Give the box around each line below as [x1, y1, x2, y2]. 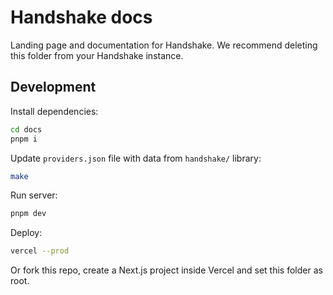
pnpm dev [10, 209, 47, 219]
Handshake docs [10, 6, 153, 29]
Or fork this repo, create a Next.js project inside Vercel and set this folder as [10, 264, 323, 276]
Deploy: [10, 227, 43, 239]
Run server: [10, 189, 58, 201]
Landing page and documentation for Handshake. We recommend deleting [10, 39, 318, 51]
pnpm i [10, 134, 38, 144]
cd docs [10, 124, 43, 135]
